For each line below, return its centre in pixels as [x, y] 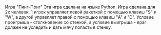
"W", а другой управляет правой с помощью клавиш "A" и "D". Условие [80, 17]
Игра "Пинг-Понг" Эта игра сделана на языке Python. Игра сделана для [80, 7]
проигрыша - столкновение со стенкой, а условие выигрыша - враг [76, 22]
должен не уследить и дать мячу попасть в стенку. [59, 27]
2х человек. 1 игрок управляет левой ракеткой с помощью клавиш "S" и [81, 12]
